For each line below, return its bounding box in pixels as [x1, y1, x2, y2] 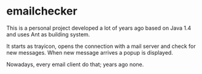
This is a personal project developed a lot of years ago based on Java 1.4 [6, 24, 192, 32]
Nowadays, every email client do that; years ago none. [6, 61, 144, 68]
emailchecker [6, 4, 78, 18]
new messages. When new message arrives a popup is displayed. [6, 49, 173, 56]
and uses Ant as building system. [6, 30, 90, 38]
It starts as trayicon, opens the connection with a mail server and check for [6, 42, 196, 50]
